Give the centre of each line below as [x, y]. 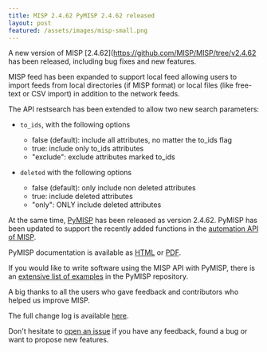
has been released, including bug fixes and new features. [102, 61]
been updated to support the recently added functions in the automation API [133, 229]
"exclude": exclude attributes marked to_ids [103, 157]
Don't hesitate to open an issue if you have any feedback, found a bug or [128, 331]
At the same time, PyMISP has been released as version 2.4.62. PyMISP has [133, 221]
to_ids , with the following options [75, 125]
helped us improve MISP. [49, 300]
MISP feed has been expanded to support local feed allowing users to [123, 77]
